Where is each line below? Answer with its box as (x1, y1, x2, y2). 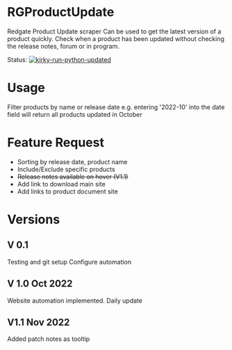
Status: (7, 55, 28, 63)
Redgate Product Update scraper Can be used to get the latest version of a (7, 27, 222, 35)
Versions (7, 212, 60, 227)
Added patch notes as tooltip (7, 335, 90, 343)
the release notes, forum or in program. (7, 42, 119, 50)
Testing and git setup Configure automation (7, 257, 132, 266)
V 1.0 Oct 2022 (7, 278, 73, 289)
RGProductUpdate (7, 4, 115, 20)
